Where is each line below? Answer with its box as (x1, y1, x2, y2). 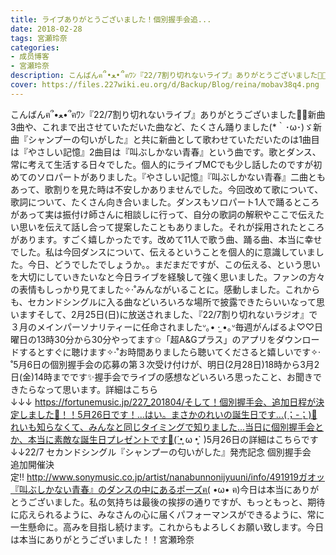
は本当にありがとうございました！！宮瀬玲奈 (10, 533, 195, 545)
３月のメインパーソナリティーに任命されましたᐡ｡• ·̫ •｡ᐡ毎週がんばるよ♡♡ (10, 321, 315, 333)
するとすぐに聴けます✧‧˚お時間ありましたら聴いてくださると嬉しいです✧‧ (18, 346, 322, 358)
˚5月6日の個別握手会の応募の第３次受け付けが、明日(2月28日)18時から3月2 (10, 358, 320, 370)
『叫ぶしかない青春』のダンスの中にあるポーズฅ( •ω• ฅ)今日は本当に (10, 483, 293, 495)
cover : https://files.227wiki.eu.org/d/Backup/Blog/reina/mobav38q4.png (10, 80, 320, 90)
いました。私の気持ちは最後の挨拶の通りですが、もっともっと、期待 (44, 496, 326, 508)
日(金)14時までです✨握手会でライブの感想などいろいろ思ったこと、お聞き (10, 371, 313, 383)
